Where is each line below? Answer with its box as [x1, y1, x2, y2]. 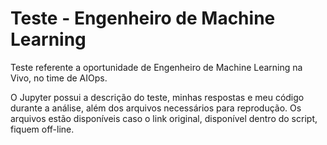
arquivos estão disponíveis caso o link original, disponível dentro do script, [10, 112, 318, 124]
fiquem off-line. [10, 123, 75, 135]
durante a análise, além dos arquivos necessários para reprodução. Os [10, 102, 302, 114]
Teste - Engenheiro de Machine [10, 7, 276, 30]
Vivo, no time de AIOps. [10, 72, 108, 84]
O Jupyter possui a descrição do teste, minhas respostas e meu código [10, 91, 305, 103]
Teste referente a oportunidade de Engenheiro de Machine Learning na [10, 61, 303, 73]
